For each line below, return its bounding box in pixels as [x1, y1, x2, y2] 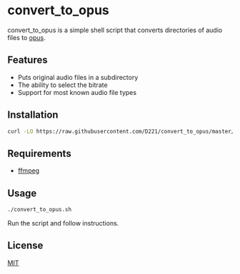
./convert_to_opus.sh [7, 206, 72, 213]
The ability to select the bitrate [17, 81, 109, 89]
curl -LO [7, 128, 34, 135]
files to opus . [7, 33, 46, 41]
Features [7, 54, 48, 66]
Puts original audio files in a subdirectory [17, 73, 139, 81]
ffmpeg [17, 166, 40, 175]
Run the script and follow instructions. [7, 218, 119, 227]
